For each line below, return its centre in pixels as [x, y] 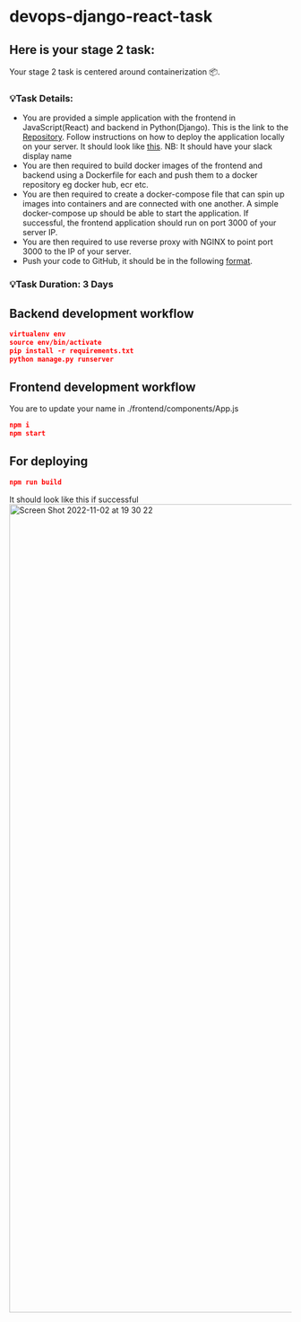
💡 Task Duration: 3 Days [61, 285]
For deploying [48, 461]
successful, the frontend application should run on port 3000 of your [149, 223]
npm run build [36, 482]
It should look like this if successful [74, 499]
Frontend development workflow [103, 387]
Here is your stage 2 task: [82, 50]
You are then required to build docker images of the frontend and [142, 166]
